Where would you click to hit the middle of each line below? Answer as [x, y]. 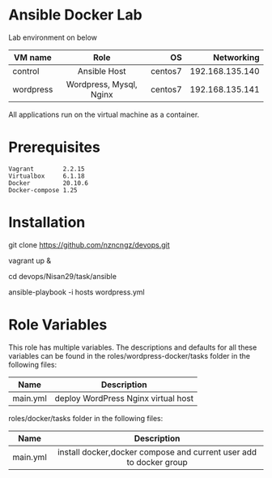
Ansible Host [102, 71]
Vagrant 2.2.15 [47, 169]
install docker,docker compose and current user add [157, 452]
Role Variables [58, 325]
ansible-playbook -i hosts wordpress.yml [76, 292]
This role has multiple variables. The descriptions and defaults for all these [133, 347]
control [26, 71]
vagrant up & [30, 261]
